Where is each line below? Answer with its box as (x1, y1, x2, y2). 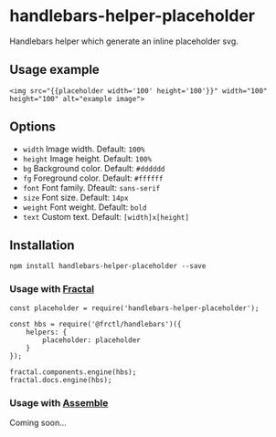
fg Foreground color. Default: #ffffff (22, 172, 164, 183)
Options (9, 120, 57, 135)
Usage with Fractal (9, 283, 94, 296)
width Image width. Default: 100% (22, 143, 145, 154)
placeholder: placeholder (42, 335, 142, 345)
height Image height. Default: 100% (22, 152, 153, 164)
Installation (9, 237, 75, 253)
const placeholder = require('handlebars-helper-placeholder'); (9, 303, 260, 313)
